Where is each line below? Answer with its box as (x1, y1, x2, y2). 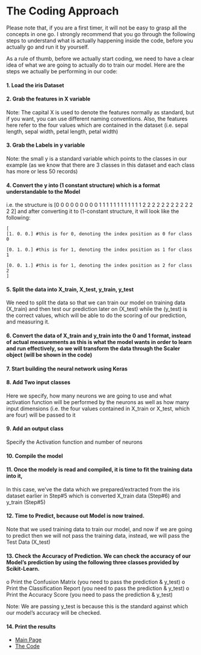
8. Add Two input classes (6, 379, 71, 386)
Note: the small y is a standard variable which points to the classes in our (6, 155, 188, 162)
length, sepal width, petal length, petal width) (6, 128, 119, 135)
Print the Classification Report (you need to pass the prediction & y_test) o (6, 585, 190, 592)
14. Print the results (6, 623, 56, 630)
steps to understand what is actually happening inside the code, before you (6, 37, 194, 44)
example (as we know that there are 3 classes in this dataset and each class (6, 161, 195, 168)
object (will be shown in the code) (6, 351, 92, 358)
